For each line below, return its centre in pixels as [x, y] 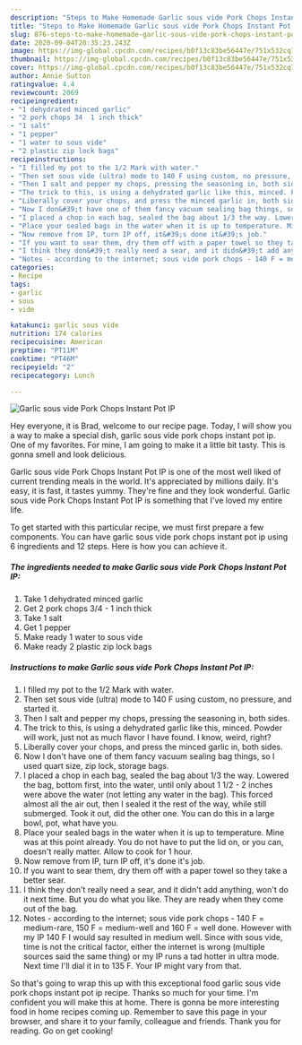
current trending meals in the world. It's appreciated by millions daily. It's [144, 481]
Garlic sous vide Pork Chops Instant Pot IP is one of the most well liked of [146, 472]
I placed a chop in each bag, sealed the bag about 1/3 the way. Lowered [156, 775]
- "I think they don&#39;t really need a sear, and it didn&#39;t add [145, 251]
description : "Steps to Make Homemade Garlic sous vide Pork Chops [139, 17]
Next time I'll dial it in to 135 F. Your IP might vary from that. [132, 966]
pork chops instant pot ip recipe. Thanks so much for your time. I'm [134, 993]
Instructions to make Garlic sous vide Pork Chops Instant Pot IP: [132, 667]
